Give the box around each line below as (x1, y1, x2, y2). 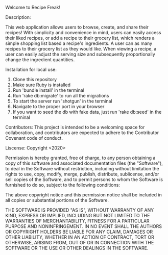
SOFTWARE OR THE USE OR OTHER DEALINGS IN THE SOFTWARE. (5, 245, 149, 251)
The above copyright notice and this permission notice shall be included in (5, 192, 162, 198)
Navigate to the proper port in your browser (12, 104, 105, 109)
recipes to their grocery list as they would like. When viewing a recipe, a (5, 46, 157, 52)
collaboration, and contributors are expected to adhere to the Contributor (5, 130, 159, 136)
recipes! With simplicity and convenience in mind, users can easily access (5, 30, 161, 35)
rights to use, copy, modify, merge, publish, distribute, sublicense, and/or (5, 171, 159, 177)
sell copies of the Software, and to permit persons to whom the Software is (5, 176, 163, 183)
